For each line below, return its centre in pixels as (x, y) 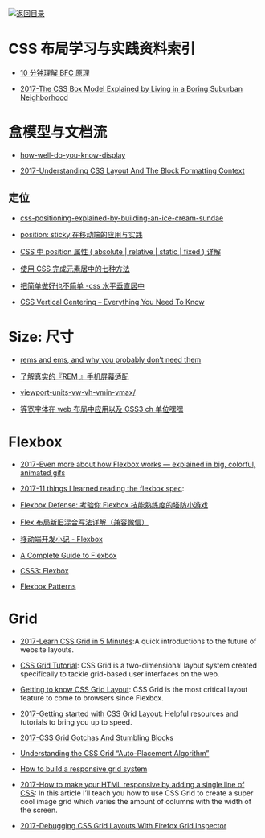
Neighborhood (44, 97)
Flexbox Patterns (48, 586)
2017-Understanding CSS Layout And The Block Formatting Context (132, 170)
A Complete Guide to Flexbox (68, 555)
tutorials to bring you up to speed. (76, 722)
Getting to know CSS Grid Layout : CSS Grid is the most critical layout (134, 689)
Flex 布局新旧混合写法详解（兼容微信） (84, 522)
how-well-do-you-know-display (73, 155)
